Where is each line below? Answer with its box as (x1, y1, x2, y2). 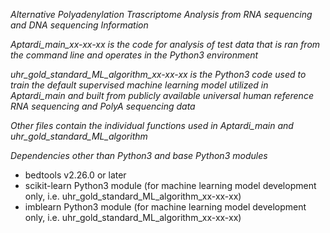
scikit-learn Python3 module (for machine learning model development (24, 180, 317, 191)
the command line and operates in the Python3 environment (10, 49, 259, 61)
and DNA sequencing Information (10, 19, 149, 31)
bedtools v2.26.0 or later (24, 169, 127, 181)
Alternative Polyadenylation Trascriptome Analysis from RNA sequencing (10, 9, 313, 20)
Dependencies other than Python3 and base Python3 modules (10, 150, 268, 161)
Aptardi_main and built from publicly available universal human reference (10, 90, 314, 101)
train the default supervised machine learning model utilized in (10, 79, 269, 91)
